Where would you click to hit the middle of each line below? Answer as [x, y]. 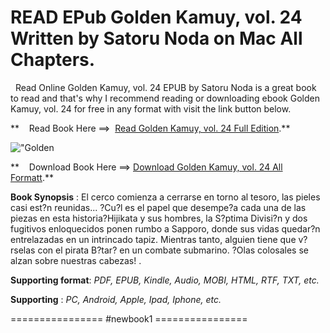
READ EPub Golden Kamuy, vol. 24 [156, 17]
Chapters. [53, 60]
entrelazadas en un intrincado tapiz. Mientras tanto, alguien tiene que [153, 239]
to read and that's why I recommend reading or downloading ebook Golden [165, 98]
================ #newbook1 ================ [129, 318]
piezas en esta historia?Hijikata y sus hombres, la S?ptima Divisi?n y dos [159, 218]
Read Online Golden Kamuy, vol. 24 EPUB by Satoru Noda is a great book [165, 87]
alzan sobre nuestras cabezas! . [76, 260]
